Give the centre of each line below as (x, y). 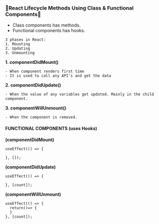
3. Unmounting (20, 53)
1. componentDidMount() (32, 62)
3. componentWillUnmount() (36, 108)
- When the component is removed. (42, 118)
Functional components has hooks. (49, 31)
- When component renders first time (45, 72)
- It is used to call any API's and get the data (58, 76)
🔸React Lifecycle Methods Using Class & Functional (69, 8)
